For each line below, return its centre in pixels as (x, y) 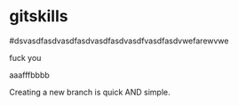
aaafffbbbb (30, 75)
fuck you (25, 57)
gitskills (39, 16)
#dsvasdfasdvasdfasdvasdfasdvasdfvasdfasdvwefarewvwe (119, 41)
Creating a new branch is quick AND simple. (90, 92)
